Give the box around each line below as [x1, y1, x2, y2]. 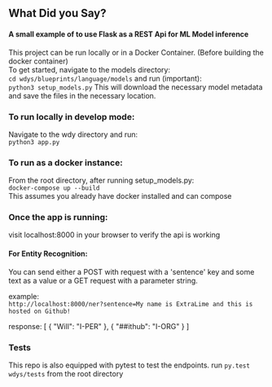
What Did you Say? [8, 7, 107, 20]
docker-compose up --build [8, 184, 100, 192]
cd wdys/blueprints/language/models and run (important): [8, 73, 202, 83]
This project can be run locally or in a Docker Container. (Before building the [8, 47, 265, 57]
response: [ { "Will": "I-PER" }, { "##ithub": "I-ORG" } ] [8, 321, 190, 331]
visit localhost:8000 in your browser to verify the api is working [8, 230, 221, 240]
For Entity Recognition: [8, 248, 88, 259]
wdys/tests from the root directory [8, 368, 124, 378]
